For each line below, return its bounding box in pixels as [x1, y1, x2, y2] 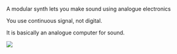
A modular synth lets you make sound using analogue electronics [6, 6, 171, 12]
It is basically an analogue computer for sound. [6, 29, 125, 36]
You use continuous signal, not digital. [6, 17, 102, 24]
